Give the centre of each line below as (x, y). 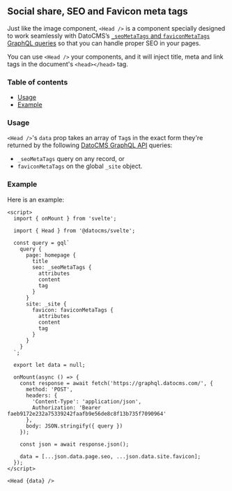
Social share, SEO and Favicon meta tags (98, 12)
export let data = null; (49, 365)
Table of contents (38, 82)
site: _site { (46, 304)
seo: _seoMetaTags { (62, 267)
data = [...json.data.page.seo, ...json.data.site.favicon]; (110, 456)
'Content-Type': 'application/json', (87, 401)
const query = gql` (42, 243)
